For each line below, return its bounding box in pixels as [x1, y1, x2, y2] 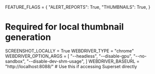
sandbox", [5, 58, 26, 64]
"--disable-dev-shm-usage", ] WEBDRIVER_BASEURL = [26, 58, 140, 64]
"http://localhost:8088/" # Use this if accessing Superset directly [5, 63, 137, 69]
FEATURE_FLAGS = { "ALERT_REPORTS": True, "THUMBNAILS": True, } [5, 4, 151, 10]
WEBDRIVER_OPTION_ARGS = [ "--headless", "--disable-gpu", [5, 53, 132, 59]
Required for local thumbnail [5, 22, 124, 32]
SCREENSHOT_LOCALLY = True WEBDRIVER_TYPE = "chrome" [5, 48, 134, 53]
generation [5, 32, 51, 43]
